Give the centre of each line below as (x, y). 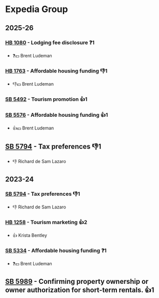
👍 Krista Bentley (30, 236)
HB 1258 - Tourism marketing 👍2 (46, 222)
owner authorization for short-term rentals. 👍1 (80, 290)
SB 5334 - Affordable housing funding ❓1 (56, 251)
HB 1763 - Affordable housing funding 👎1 (56, 70)
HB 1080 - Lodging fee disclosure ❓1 (50, 42)
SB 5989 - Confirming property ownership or (77, 281)
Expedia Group (37, 9)
